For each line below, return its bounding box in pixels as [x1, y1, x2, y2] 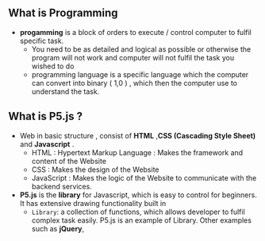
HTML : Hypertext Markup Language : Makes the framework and [31, 147, 244, 157]
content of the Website [31, 156, 107, 165]
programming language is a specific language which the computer [31, 69, 249, 79]
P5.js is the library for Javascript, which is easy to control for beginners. [19, 190, 258, 200]
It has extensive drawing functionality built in [19, 198, 167, 208]
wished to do [31, 61, 75, 71]
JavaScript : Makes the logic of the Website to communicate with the [31, 173, 257, 182]
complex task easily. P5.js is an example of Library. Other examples [31, 215, 252, 225]
